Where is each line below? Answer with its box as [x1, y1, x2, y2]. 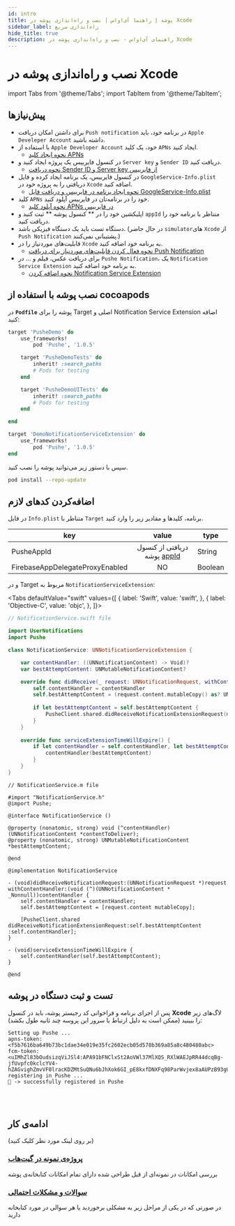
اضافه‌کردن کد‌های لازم [8, 495, 95, 507]
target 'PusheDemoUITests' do [20, 386, 109, 393]
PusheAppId [11, 547, 52, 557]
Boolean [197, 562, 225, 572]
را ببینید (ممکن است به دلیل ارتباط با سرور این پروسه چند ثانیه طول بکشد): [8, 1016, 203, 1024]
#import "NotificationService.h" [8, 793, 105, 801]
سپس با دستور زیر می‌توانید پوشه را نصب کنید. [8, 463, 128, 471]
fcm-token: [8, 1047, 40, 1054]
